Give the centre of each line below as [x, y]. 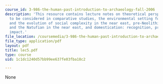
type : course [18, 55]
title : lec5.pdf [21, 50]
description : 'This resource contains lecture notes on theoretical [76, 14]
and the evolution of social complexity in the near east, [70, 23]
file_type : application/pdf [33, 41]
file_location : [20, 37]
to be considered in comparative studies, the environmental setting [81, 18]
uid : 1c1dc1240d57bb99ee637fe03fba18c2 [45, 59]
